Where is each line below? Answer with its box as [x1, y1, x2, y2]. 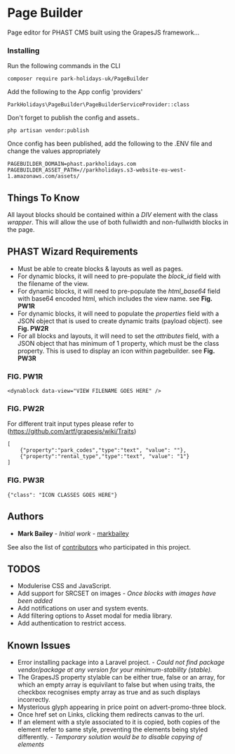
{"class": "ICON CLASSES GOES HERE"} [7, 491, 118, 498]
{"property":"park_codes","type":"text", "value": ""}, [20, 447, 187, 454]
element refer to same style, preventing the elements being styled [17, 725, 208, 734]
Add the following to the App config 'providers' [7, 88, 143, 96]
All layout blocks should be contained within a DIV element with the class [7, 211, 219, 219]
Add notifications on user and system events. [17, 604, 149, 613]
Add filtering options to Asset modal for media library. [17, 611, 173, 620]
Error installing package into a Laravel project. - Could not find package [17, 658, 225, 667]
